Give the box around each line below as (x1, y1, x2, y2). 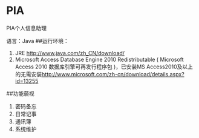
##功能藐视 (6, 90, 34, 97)
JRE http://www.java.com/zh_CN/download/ (15, 49, 125, 56)
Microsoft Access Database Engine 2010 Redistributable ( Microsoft (15, 56, 184, 63)
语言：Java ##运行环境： (6, 37, 69, 44)
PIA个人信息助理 (6, 24, 47, 31)
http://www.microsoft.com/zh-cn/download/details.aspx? (41, 70, 184, 77)
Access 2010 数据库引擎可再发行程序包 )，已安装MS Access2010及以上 (15, 63, 194, 70)
